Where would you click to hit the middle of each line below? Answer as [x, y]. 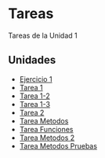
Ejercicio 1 [36, 79]
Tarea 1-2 [35, 96]
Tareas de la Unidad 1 [43, 35]
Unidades [32, 60]
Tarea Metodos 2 [47, 138]
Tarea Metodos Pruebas [58, 145]
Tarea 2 [32, 112]
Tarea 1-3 [35, 104]
